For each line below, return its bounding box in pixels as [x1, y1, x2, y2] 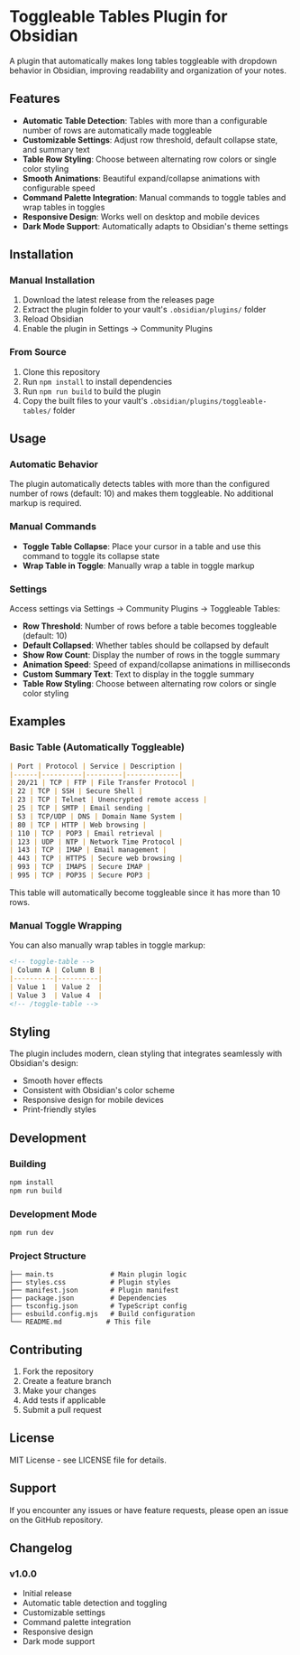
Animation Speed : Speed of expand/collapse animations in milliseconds [22, 659, 291, 670]
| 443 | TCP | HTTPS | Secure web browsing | [9, 854, 183, 864]
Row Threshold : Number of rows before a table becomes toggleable [22, 621, 277, 631]
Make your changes [22, 1385, 96, 1397]
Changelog [9, 1540, 73, 1556]
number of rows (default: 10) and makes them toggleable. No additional [9, 488, 274, 499]
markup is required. [9, 498, 83, 509]
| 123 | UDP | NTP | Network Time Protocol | [9, 837, 183, 846]
